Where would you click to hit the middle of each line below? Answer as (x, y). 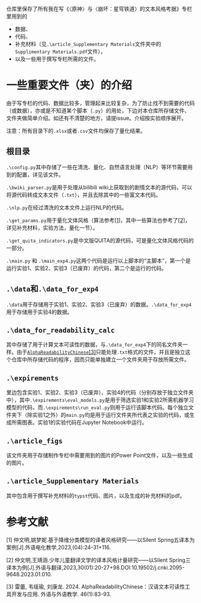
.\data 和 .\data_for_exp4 (52, 289)
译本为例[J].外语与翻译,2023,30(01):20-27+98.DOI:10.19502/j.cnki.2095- (95, 567)
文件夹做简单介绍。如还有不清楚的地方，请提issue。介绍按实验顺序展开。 (97, 118)
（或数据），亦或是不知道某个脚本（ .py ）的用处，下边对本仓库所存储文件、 (98, 110)
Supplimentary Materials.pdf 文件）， (60, 51)
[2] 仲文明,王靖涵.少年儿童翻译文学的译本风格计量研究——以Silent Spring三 (98, 560)
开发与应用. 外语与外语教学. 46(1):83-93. (61, 594)
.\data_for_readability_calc (61, 330)
